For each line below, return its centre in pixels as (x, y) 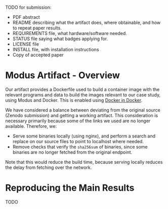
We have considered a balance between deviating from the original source (83, 110)
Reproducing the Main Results (70, 188)
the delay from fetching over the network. (49, 167)
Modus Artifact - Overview (63, 75)
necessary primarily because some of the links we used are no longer (78, 121)
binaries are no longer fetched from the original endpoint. (72, 152)
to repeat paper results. (37, 28)
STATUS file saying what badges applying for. (60, 39)
